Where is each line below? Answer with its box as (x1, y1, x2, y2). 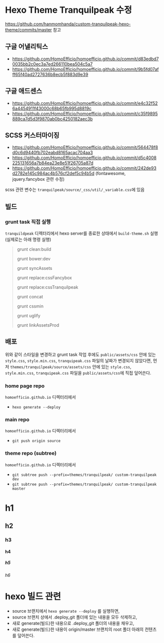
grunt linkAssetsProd (17, 322, 60, 328)
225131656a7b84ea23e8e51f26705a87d (12, 160, 94, 166)
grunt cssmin (17, 303, 44, 309)
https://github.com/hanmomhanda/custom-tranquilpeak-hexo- (5, 21, 131, 27)
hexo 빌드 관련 (5, 591, 61, 602)
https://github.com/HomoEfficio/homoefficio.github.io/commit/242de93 (12, 165, 157, 171)
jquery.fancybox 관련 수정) (12, 176, 65, 182)
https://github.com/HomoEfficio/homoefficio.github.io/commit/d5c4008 (12, 155, 157, 161)
